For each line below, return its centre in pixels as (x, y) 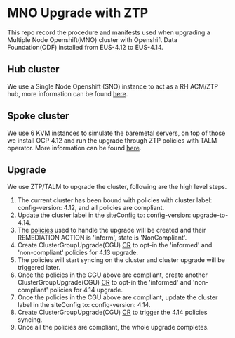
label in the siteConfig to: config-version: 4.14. (84, 305)
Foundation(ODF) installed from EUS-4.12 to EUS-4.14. (85, 47)
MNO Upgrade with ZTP (78, 13)
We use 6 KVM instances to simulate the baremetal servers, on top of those (116, 133)
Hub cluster (33, 69)
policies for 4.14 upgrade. (86, 290)
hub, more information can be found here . (68, 93)
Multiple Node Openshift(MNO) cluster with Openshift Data (92, 39)
